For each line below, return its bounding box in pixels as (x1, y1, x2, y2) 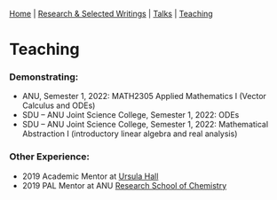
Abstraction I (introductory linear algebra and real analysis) (21, 128, 238, 139)
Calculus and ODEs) (21, 100, 96, 111)
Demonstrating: (9, 71, 79, 83)
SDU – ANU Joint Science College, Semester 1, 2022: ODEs (21, 110, 240, 120)
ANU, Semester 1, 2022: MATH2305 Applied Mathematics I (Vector (21, 91, 266, 102)
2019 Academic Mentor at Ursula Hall (21, 171, 159, 181)
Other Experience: (9, 150, 91, 163)
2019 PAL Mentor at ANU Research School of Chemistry (21, 180, 227, 190)
